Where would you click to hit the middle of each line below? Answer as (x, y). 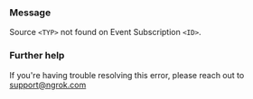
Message (30, 13)
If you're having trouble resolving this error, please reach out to (127, 75)
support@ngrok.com (48, 85)
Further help (37, 56)
